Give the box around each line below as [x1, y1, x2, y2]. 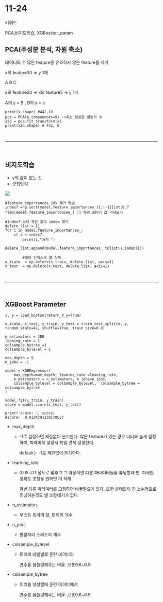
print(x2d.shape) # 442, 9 [5, 123, 60, 128]
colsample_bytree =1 [5, 343, 47, 348]
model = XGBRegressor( [5, 368, 51, 373]
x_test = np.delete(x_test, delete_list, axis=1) [5, 263, 110, 269]
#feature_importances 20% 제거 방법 [5, 200, 75, 206]
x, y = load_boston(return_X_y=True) [5, 313, 81, 318]
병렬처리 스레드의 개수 [19, 532, 62, 537]
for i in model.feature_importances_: [5, 228, 83, 233]
